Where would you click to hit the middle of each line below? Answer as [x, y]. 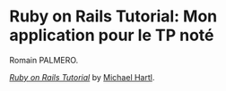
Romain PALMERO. [44, 60]
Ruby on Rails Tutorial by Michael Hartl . [82, 77]
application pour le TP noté [112, 35]
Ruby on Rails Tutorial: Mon [113, 17]
